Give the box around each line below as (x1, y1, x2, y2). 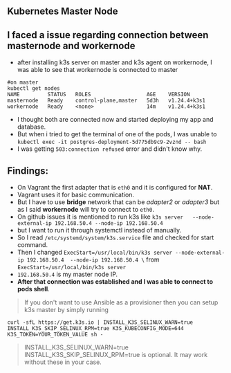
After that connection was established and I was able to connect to (17, 278, 213, 286)
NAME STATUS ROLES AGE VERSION (7, 91, 190, 98)
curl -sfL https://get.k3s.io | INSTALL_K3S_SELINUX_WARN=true (7, 319, 194, 326)
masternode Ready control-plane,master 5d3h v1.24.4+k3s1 (7, 97, 206, 104)
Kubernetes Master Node (7, 6, 118, 17)
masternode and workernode (7, 39, 136, 51)
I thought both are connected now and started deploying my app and (17, 116, 214, 124)
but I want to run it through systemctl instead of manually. (17, 226, 182, 235)
